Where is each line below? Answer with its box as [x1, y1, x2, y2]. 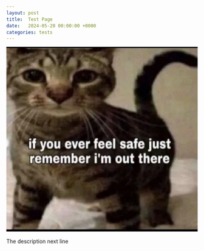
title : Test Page [6, 16, 53, 23]
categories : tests [6, 29, 53, 35]
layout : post [6, 10, 39, 16]
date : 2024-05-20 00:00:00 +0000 [6, 23, 97, 29]
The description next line [6, 238, 69, 245]
